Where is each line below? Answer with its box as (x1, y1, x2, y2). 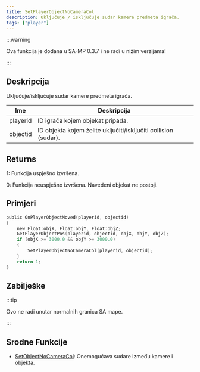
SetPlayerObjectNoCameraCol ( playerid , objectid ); (27, 248, 153, 254)
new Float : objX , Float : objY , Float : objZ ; (17, 225, 121, 231)
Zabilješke (6, 281, 46, 291)
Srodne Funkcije (6, 337, 68, 347)
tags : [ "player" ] (6, 20, 49, 26)
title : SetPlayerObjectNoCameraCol (6, 8, 95, 15)
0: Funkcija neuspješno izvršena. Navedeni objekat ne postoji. (6, 181, 158, 188)
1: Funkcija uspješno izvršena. (6, 170, 79, 176)
